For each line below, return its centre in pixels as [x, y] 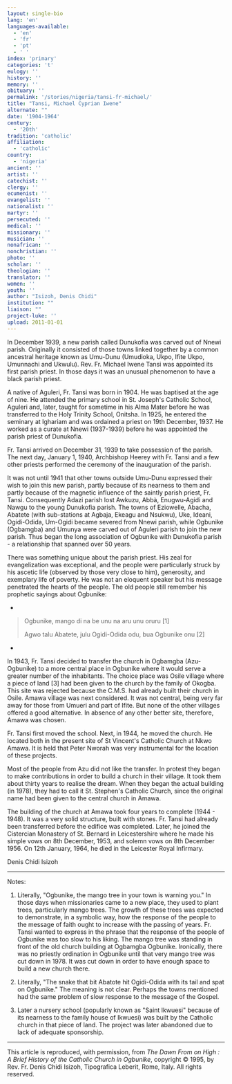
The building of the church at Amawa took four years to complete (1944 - [111, 811]
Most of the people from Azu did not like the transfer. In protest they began [114, 769]
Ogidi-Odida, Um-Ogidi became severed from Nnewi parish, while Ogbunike [115, 522]
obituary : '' [26, 91]
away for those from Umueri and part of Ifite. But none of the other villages [114, 705]
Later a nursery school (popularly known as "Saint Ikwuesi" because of [118, 1010]
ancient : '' [24, 168]
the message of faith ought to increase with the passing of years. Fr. [114, 924]
